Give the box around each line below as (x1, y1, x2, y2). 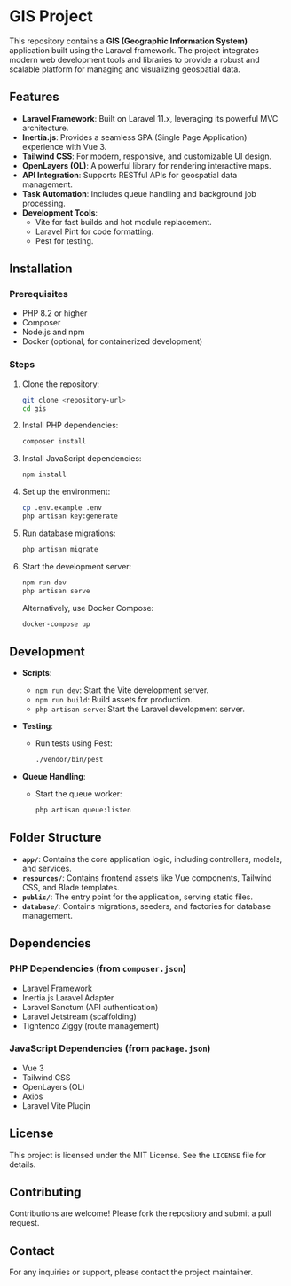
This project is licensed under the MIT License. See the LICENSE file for (9, 1149, 266, 1160)
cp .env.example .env (21, 504, 102, 513)
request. (9, 1218, 40, 1228)
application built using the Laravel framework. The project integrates (9, 44, 260, 55)
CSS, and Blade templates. (21, 882, 120, 892)
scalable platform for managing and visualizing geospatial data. (9, 64, 241, 74)
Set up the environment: (21, 486, 111, 498)
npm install (21, 470, 67, 480)
